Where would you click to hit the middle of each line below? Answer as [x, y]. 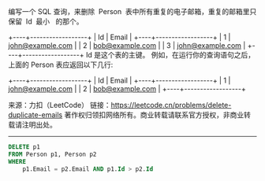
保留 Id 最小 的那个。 [46, 21]
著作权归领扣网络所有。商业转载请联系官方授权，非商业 [154, 115]
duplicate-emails [35, 115]
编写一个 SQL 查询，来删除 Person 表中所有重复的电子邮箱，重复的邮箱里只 [132, 11]
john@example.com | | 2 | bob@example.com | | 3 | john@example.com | [127, 45]
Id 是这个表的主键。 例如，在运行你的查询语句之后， [170, 55]
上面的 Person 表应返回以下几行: [61, 65]
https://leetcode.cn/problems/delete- [171, 105]
